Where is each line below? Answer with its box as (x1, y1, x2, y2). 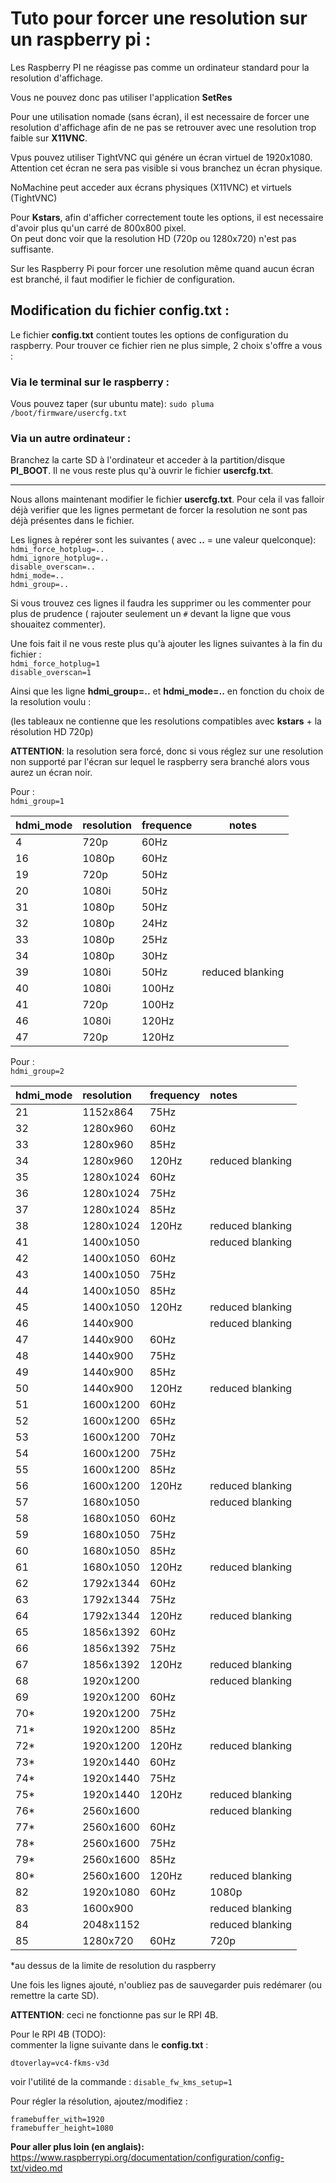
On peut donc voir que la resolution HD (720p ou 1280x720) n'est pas (10, 232, 297, 244)
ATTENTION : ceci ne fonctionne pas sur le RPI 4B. (10, 2009, 219, 2021)
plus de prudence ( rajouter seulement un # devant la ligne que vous (10, 608, 292, 620)
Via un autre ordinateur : (10, 431, 132, 445)
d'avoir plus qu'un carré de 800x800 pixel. (10, 222, 187, 234)
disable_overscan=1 (10, 668, 92, 678)
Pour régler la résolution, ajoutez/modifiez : (10, 2095, 188, 2107)
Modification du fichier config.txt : (10, 302, 230, 319)
